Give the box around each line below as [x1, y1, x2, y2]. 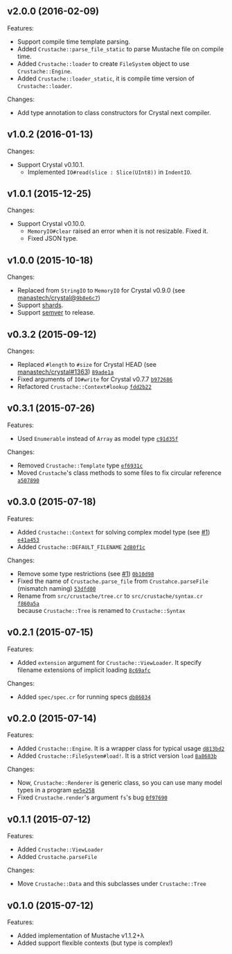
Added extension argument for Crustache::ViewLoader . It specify [17, 658, 202, 666]
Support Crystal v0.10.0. [17, 220, 86, 228]
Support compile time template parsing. [17, 37, 130, 46]
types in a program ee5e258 [17, 786, 96, 795]
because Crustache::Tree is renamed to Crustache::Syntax [17, 606, 186, 614]
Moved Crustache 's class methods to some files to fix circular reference [17, 468, 222, 477]
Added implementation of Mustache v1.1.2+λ [17, 931, 145, 939]
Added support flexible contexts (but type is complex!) [17, 939, 173, 947]
